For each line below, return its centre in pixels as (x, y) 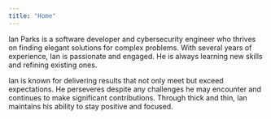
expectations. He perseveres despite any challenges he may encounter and (135, 89)
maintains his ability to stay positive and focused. (91, 106)
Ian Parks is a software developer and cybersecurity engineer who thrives (132, 39)
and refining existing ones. (53, 65)
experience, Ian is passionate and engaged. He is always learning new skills (135, 56)
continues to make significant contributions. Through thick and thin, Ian (128, 97)
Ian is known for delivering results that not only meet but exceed (116, 80)
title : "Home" (33, 16)
